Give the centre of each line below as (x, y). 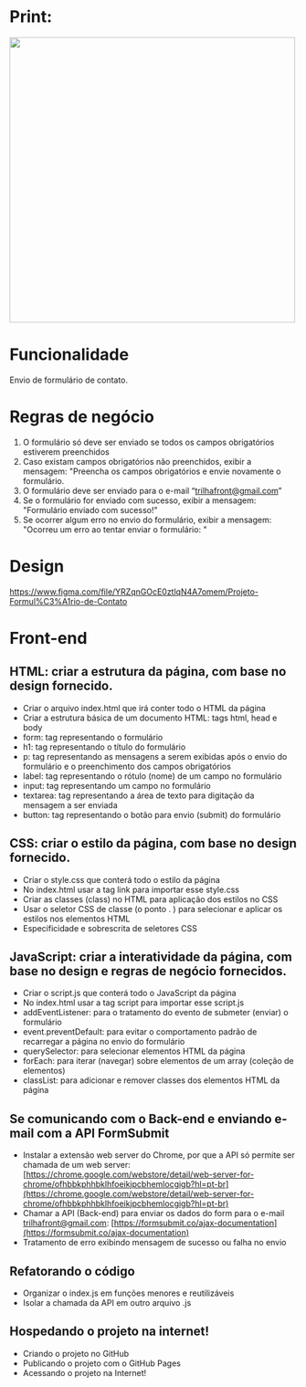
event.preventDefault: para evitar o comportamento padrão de (140, 1032)
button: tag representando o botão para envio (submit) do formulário (152, 814)
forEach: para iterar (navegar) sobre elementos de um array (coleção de (158, 1061)
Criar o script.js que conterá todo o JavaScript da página (129, 993)
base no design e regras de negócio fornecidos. (148, 971)
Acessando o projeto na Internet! (84, 1372)
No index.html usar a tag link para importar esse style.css (131, 889)
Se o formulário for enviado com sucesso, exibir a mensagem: (139, 500)
